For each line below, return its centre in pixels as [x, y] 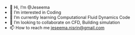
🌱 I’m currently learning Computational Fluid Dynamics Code [70, 17]
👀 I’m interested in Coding [35, 12]
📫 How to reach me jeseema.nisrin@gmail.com [57, 28]
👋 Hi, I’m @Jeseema [30, 7]
